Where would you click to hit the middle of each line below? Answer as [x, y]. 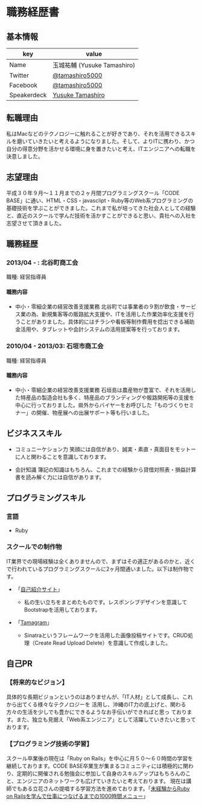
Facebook [24, 85]
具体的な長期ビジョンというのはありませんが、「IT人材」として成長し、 [94, 697]
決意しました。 [25, 156]
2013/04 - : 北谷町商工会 [42, 262]
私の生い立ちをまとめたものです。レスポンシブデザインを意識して [106, 602]
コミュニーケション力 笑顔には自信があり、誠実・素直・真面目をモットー [106, 449]
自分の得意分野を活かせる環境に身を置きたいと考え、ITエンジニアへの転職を [101, 149]
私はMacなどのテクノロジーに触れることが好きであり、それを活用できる [96, 133]
